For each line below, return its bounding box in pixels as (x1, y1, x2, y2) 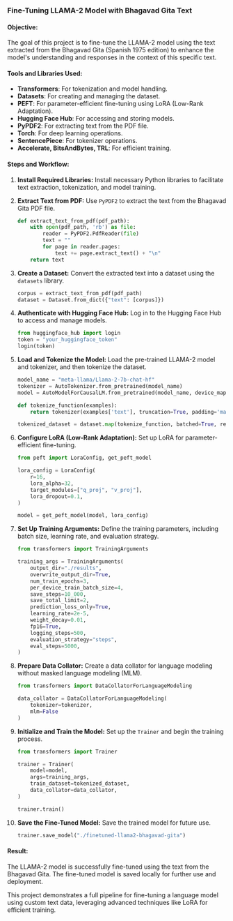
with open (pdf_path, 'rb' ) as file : (30, 224, 136, 231)
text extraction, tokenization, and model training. (17, 183, 156, 191)
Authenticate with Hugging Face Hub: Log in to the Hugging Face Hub (17, 309, 222, 317)
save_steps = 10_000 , (30, 590, 87, 598)
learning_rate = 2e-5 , (30, 610, 90, 617)
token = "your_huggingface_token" (17, 336, 118, 343)
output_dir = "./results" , (30, 564, 102, 572)
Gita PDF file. (17, 204, 56, 212)
